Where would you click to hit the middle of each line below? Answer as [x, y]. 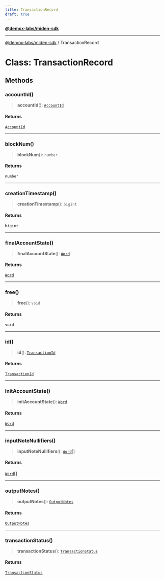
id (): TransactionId [36, 352]
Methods [19, 81]
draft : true [17, 14]
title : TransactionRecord [31, 10]
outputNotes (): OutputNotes [45, 502]
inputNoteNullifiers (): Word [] [46, 451]
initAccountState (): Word [42, 402]
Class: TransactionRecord [59, 62]
